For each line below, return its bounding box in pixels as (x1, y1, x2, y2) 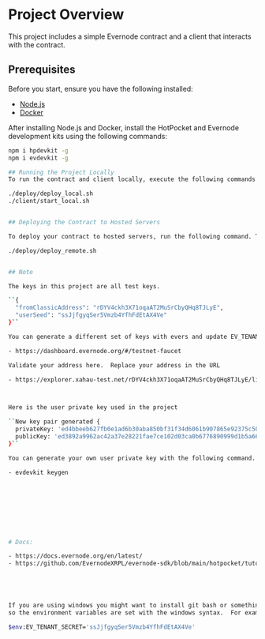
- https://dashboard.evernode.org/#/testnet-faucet (8, 347, 181, 355)
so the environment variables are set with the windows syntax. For (8, 609, 242, 617)
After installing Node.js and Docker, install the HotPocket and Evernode (8, 122, 239, 132)
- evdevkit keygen (8, 468, 69, 476)
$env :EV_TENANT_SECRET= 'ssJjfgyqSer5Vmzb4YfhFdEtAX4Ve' (8, 622, 196, 631)
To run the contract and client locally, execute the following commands (8, 175, 256, 183)
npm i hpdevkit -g (8, 146, 69, 155)
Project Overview (8, 6, 125, 24)
